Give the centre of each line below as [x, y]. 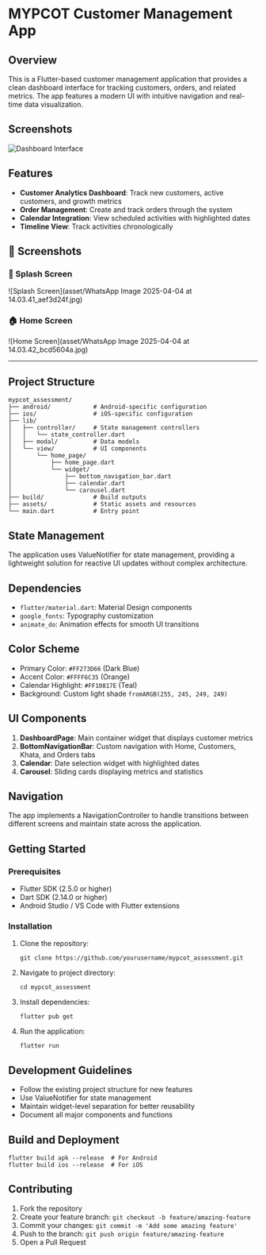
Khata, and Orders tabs [58, 755]
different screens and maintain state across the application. [105, 824]
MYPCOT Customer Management [120, 14]
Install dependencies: [55, 1002]
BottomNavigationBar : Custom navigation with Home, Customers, [127, 746]
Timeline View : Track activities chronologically [96, 226]
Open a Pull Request [53, 1242]
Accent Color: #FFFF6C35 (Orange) [75, 677]
